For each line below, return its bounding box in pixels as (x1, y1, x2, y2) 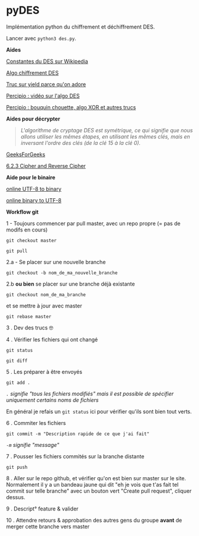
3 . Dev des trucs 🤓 (6, 324, 53, 331)
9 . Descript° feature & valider (6, 505, 79, 512)
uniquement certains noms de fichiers (6, 396, 99, 404)
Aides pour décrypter (6, 115, 60, 122)
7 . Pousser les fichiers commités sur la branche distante (6, 452, 145, 460)
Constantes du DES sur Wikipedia (6, 58, 88, 65)
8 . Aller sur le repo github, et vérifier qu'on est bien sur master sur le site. (6, 474, 187, 481)
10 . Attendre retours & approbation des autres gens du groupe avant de (6, 516, 182, 524)
